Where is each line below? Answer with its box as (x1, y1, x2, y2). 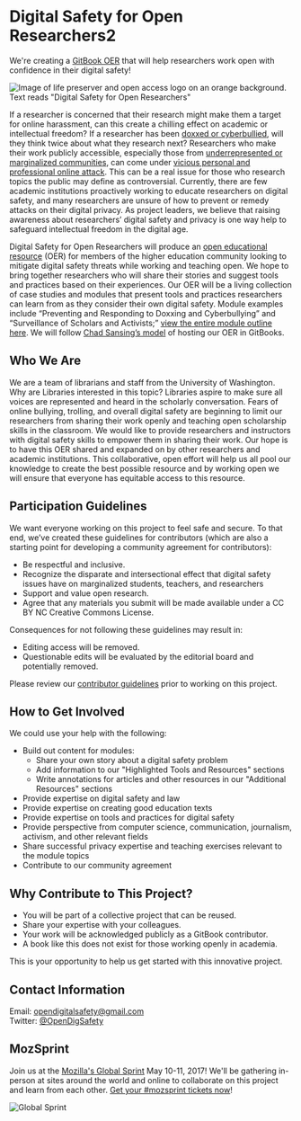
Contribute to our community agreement (22, 860, 173, 871)
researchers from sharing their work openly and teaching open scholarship (9, 415, 288, 426)
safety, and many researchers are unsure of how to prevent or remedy (9, 195, 270, 206)
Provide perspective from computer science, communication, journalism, (22, 822, 292, 832)
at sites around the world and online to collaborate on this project (37, 1074, 279, 1085)
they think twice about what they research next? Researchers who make (9, 138, 277, 148)
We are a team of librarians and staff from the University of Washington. (9, 377, 276, 387)
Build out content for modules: (22, 745, 135, 756)
